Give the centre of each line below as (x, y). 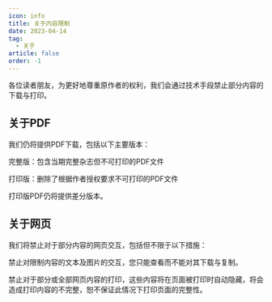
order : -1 (25, 62)
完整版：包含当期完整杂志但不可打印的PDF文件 (86, 161)
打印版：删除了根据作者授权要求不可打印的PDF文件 (93, 178)
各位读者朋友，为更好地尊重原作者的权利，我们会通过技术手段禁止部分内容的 (136, 85)
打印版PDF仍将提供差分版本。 (58, 196)
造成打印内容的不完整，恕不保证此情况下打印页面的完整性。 (108, 289)
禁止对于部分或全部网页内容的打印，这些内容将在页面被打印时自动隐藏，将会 (136, 279)
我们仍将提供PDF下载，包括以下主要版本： (79, 144)
